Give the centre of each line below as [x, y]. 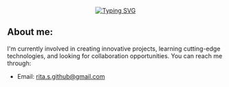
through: [19, 63]
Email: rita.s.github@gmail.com [61, 76]
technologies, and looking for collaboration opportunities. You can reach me [115, 55]
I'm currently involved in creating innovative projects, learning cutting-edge [114, 49]
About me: [30, 32]
